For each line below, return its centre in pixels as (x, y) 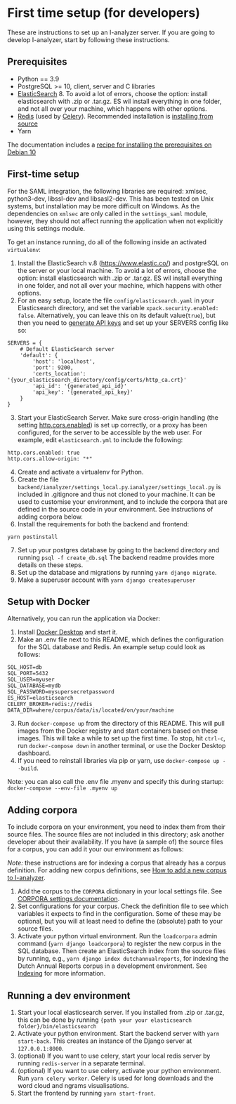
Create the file (38, 479)
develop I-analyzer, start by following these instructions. (88, 39)
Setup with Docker (48, 601)
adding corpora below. (50, 517)
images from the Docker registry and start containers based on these (117, 731)
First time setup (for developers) (104, 13)
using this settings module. (46, 228)
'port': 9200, (53, 367)
